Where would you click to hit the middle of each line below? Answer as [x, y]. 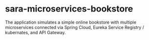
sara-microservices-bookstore [69, 9]
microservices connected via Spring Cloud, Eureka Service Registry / [74, 27]
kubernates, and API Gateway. [35, 32]
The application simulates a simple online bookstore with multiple [71, 22]
